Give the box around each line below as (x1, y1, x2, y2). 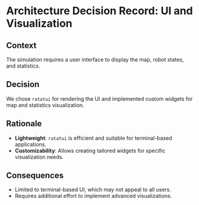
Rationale (6, 118, 42, 129)
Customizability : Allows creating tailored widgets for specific (14, 147, 166, 154)
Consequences (6, 171, 64, 181)
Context (6, 40, 37, 50)
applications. (14, 140, 46, 148)
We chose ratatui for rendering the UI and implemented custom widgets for (6, 95, 193, 102)
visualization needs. (14, 153, 64, 161)
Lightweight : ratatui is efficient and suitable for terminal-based (14, 134, 172, 142)
